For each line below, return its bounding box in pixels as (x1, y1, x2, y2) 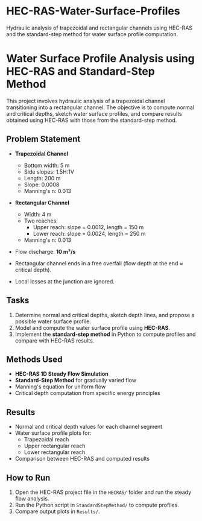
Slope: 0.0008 (24, 181, 60, 188)
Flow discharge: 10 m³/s (14, 248, 76, 255)
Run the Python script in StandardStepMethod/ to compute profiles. (14, 501, 179, 508)
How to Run (6, 472, 51, 483)
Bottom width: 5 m (24, 162, 70, 169)
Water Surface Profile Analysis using (6, 52, 195, 66)
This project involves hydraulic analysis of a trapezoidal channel (6, 97, 165, 104)
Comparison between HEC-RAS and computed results (14, 455, 150, 463)
